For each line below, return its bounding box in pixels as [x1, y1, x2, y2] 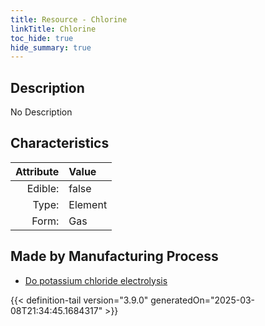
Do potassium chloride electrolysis [24, 274, 168, 286]
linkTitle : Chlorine [10, 24, 97, 34]
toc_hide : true [10, 33, 74, 43]
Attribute [15, 164, 60, 178]
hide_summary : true [10, 42, 92, 53]
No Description [10, 106, 73, 118]
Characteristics [10, 135, 110, 152]
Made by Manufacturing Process [10, 248, 219, 265]
